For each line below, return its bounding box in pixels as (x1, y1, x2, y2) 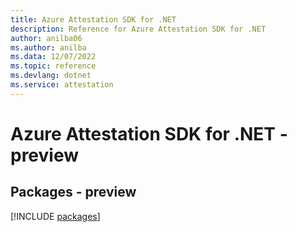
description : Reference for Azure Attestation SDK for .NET (10, 24, 267, 34)
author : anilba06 (10, 33, 83, 43)
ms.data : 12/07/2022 (10, 52, 97, 62)
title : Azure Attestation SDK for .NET (10, 14, 177, 25)
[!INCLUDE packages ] (10, 210, 101, 222)
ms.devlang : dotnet (10, 71, 92, 81)
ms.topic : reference (10, 61, 97, 71)
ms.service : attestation (10, 80, 114, 90)
